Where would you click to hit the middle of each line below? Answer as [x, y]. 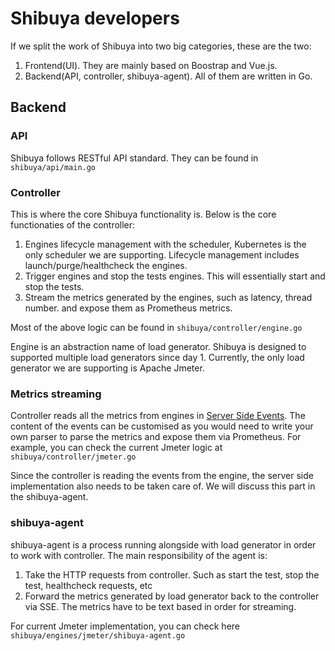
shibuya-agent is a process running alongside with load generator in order [163, 544]
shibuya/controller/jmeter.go [73, 457]
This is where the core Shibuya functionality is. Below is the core [143, 214]
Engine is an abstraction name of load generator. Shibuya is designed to [158, 346]
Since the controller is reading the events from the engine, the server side [162, 476]
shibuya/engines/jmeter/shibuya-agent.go [98, 635]
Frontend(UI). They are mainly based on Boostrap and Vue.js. [151, 65]
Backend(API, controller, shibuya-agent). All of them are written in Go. [168, 76]
